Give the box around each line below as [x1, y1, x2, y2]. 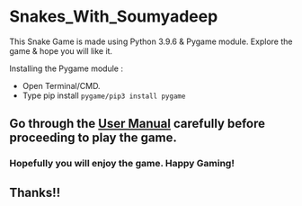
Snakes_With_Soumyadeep [9, 6, 218, 27]
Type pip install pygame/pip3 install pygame [22, 90, 186, 101]
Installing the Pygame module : [9, 63, 124, 74]
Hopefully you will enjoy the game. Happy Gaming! [9, 157, 235, 170]
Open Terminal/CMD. [22, 80, 101, 91]
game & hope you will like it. [9, 45, 113, 56]
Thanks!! [9, 184, 61, 200]
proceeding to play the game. [9, 130, 177, 146]
